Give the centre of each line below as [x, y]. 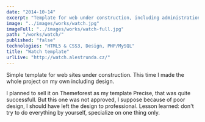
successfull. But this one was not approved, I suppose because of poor [96, 99]
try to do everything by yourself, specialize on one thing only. [83, 112]
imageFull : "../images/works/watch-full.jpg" [65, 29]
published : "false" [31, 40]
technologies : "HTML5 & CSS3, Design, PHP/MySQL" [71, 46]
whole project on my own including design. [60, 81]
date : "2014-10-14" [31, 12]
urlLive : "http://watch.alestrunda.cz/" [59, 57]
